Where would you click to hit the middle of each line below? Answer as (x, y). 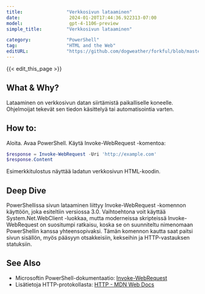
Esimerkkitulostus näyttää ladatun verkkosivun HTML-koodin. (83, 171)
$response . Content (30, 160)
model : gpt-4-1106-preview (63, 23)
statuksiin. (19, 244)
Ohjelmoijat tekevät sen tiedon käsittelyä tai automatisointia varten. (90, 109)
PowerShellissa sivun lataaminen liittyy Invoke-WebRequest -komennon (96, 206)
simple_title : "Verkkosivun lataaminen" (69, 29)
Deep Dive (26, 191)
